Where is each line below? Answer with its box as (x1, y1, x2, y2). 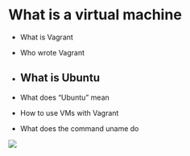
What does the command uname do (19, 123, 139, 133)
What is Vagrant (19, 32, 74, 42)
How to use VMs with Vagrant (19, 108, 119, 117)
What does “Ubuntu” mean (19, 92, 110, 102)
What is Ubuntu (19, 71, 101, 85)
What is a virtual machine (8, 6, 183, 24)
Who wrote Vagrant (19, 47, 85, 57)
